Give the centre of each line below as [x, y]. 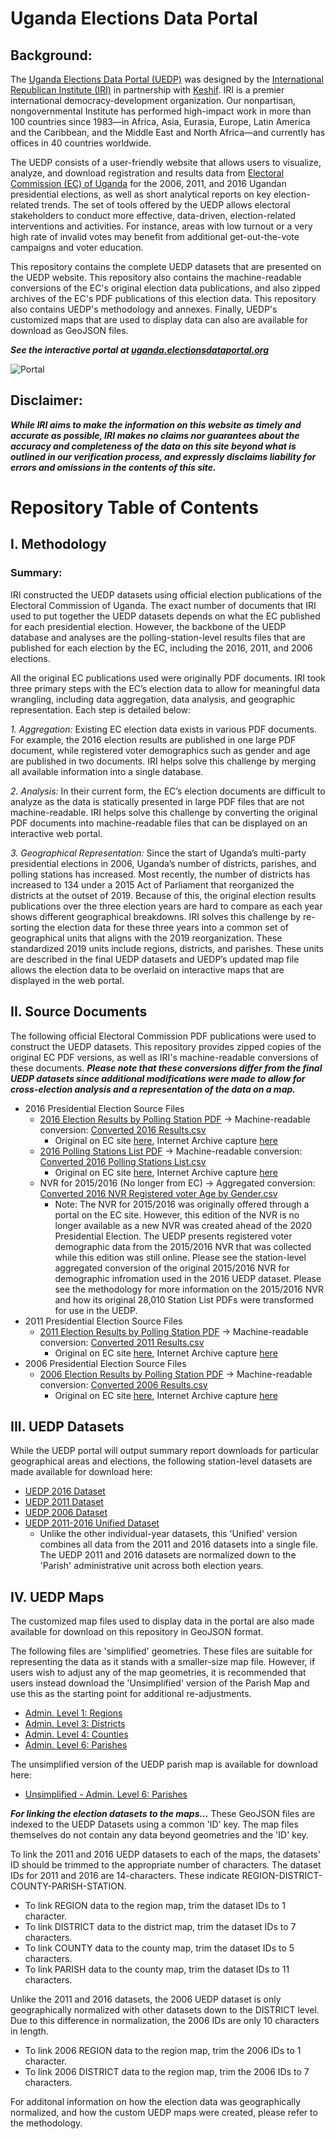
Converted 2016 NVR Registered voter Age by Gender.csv [158, 1193]
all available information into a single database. [107, 771]
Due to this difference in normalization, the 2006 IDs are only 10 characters [165, 2021]
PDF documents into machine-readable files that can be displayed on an [159, 823]
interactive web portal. [56, 833]
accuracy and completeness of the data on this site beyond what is [153, 446]
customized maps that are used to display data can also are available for [159, 320]
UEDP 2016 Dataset [65, 1491]
